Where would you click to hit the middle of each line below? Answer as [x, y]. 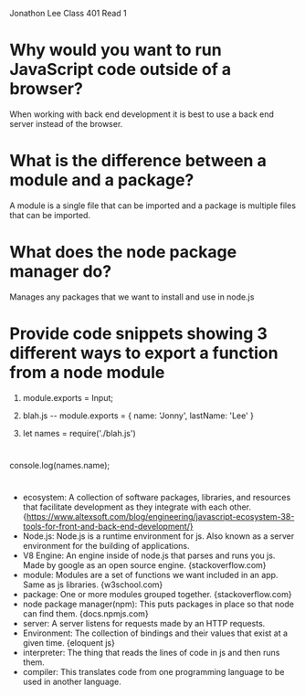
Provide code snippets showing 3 [138, 333]
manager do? [61, 272]
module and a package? [102, 180]
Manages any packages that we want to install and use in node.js [132, 297]
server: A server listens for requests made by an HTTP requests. [144, 624]
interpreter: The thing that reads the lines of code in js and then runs [151, 653]
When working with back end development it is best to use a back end [142, 114]
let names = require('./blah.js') [79, 433]
